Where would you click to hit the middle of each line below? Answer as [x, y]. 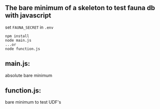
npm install [17, 36]
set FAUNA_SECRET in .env [29, 27]
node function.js [23, 49]
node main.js [18, 40]
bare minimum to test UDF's [33, 102]
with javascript [28, 16]
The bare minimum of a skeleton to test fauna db [80, 8]
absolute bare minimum [29, 75]
